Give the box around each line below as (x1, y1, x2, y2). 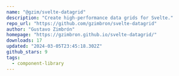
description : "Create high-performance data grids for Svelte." (6, 15, 174, 21)
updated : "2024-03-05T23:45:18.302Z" (6, 44, 103, 50)
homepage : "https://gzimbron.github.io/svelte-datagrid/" (6, 32, 157, 38)
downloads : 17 (6, 37, 43, 44)
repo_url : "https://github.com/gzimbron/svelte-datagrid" (6, 20, 157, 26)
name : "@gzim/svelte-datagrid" (6, 9, 86, 15)
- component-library (12, 60, 64, 66)
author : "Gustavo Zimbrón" (6, 26, 75, 32)
